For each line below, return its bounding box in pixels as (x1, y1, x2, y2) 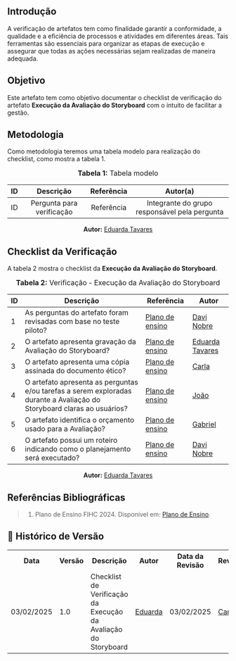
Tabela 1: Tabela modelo (77, 168, 159, 178)
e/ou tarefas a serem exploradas (25, 386, 132, 396)
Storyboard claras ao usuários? (25, 404, 128, 414)
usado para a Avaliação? (25, 424, 105, 434)
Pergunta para (30, 199, 78, 208)
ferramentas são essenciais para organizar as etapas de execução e (7, 39, 205, 48)
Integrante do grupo (146, 199, 213, 208)
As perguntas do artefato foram (25, 308, 129, 317)
